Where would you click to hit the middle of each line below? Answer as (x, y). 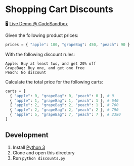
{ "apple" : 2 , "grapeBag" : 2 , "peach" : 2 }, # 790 (64, 110)
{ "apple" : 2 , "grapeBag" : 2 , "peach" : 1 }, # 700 (64, 105)
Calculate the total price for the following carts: (54, 81)
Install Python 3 (29, 147)
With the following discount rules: (40, 54)
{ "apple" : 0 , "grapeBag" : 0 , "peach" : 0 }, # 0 (62, 96)
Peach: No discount (26, 72)
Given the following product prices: (42, 35)
